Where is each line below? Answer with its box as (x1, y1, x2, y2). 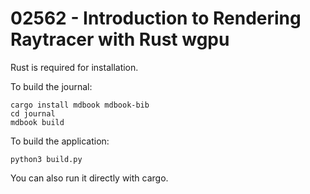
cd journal (10, 108, 56, 119)
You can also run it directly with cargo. (10, 172, 169, 184)
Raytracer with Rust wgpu (10, 28, 230, 51)
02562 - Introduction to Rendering (10, 7, 302, 30)
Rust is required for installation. (10, 61, 139, 73)
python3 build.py (10, 154, 83, 164)
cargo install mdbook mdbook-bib (10, 100, 150, 110)
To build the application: (10, 135, 110, 147)
